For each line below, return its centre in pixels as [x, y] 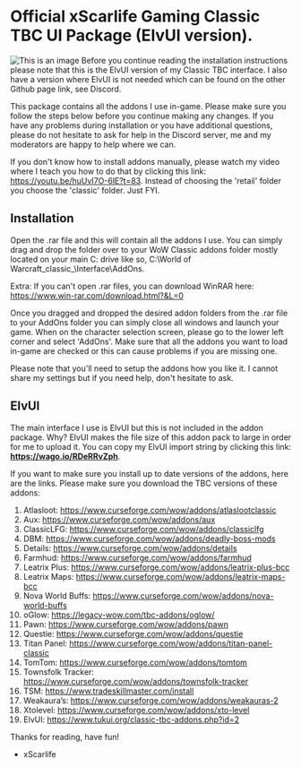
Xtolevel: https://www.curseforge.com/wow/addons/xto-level [136, 710]
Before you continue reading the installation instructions [185, 60]
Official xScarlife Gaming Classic [135, 17]
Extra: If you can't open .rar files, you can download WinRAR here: [132, 286]
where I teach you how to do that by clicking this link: [108, 171]
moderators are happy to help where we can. [93, 144]
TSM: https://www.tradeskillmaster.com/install [108, 691]
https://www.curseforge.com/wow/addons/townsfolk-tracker [136, 681]
